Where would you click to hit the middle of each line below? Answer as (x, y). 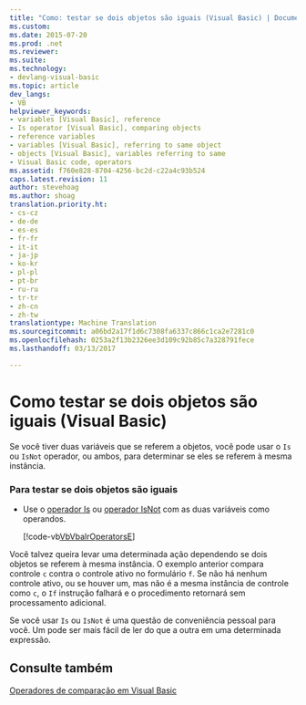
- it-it (24, 247)
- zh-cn (24, 306)
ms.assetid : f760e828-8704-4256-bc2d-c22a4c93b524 (107, 171)
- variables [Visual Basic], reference (85, 119)
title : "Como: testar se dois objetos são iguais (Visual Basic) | (140, 18)
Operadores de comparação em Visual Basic (93, 690)
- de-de (24, 221)
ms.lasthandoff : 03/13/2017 (63, 348)
